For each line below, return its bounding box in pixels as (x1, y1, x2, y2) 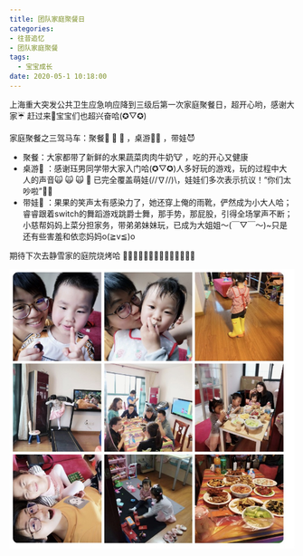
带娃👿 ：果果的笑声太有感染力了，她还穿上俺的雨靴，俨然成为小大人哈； (22, 197, 292, 207)
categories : (9, 24, 54, 34)
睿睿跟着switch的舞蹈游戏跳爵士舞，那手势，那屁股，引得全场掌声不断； (22, 208, 293, 219)
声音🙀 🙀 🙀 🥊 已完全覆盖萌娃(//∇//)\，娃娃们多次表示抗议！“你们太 (38, 174, 292, 185)
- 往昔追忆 (9, 34, 45, 43)
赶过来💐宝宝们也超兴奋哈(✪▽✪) (26, 110, 147, 121)
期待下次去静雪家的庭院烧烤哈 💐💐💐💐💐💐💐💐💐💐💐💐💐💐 (9, 250, 196, 261)
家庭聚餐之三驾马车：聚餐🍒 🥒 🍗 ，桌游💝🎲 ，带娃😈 (9, 132, 196, 143)
